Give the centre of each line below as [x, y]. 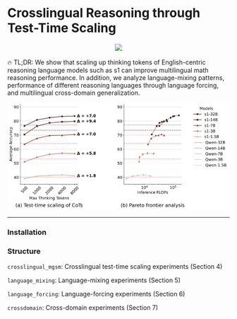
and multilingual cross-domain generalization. [74, 93]
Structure [24, 251]
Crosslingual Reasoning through [104, 13]
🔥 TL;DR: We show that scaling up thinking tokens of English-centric [107, 62]
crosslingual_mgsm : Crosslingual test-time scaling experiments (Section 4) [115, 267]
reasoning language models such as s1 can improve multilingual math [108, 70]
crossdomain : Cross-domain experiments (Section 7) [83, 308]
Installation [27, 233]
